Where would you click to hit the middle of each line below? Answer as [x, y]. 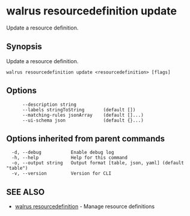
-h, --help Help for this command [70, 158]
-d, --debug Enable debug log [63, 153]
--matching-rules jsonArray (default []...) [83, 115]
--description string [49, 104]
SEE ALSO [26, 192]
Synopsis [24, 47]
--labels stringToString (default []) [79, 110]
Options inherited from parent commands [86, 139]
